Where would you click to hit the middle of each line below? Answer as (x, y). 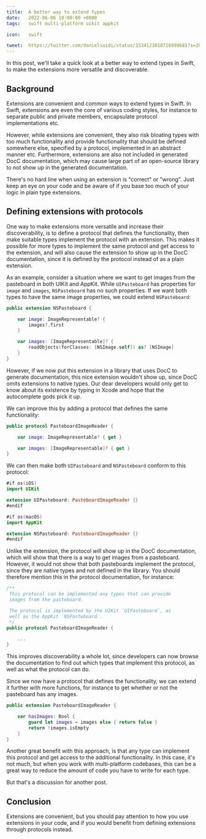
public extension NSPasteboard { (49, 308)
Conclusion (29, 801)
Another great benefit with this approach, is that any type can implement (98, 751)
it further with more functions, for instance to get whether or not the (92, 688)
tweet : (15, 46)
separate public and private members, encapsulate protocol (82, 116)
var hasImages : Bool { (46, 716)
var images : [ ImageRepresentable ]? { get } (74, 448)
